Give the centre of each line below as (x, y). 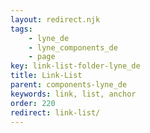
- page (42, 57)
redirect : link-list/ (55, 112)
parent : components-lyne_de (69, 85)
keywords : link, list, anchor (73, 94)
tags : (21, 29)
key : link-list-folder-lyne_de (75, 66)
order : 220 (33, 103)
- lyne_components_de (73, 47)
